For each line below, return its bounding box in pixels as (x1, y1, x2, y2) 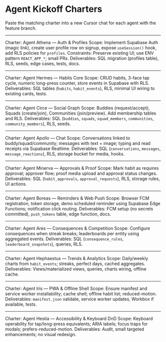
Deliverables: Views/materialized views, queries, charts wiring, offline (5, 266, 147, 272)
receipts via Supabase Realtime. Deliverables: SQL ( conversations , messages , (5, 145, 161, 151)
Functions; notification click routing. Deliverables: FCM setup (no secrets (5, 205, 153, 211)
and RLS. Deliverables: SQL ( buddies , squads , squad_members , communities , (5, 115, 154, 121)
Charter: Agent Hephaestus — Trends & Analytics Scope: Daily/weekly (5, 255, 148, 261)
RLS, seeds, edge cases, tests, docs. (5, 61, 81, 67)
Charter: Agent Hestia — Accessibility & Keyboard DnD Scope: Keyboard (5, 315, 153, 321)
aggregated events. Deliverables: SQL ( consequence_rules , (5, 236, 124, 242)
